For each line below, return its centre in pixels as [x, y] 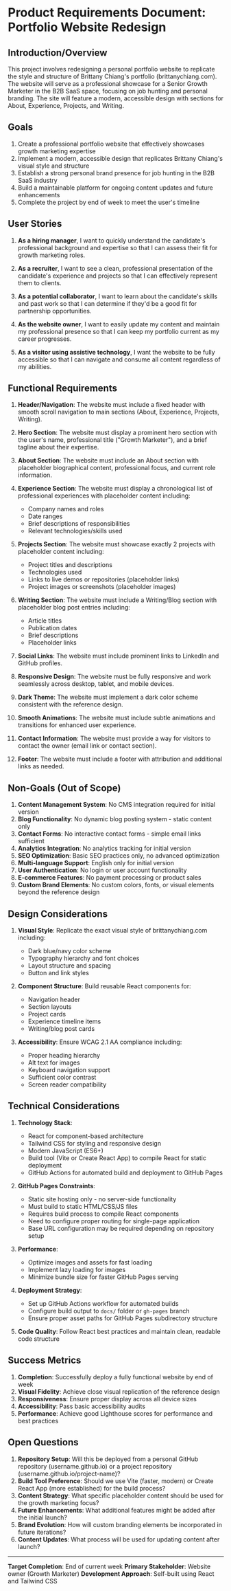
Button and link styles [59, 973]
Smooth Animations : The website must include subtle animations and [116, 718]
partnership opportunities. [54, 311]
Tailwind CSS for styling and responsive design [95, 1143]
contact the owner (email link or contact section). [87, 746]
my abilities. [35, 366]
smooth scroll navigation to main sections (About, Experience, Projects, [119, 412]
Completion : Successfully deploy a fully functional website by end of [115, 1377]
